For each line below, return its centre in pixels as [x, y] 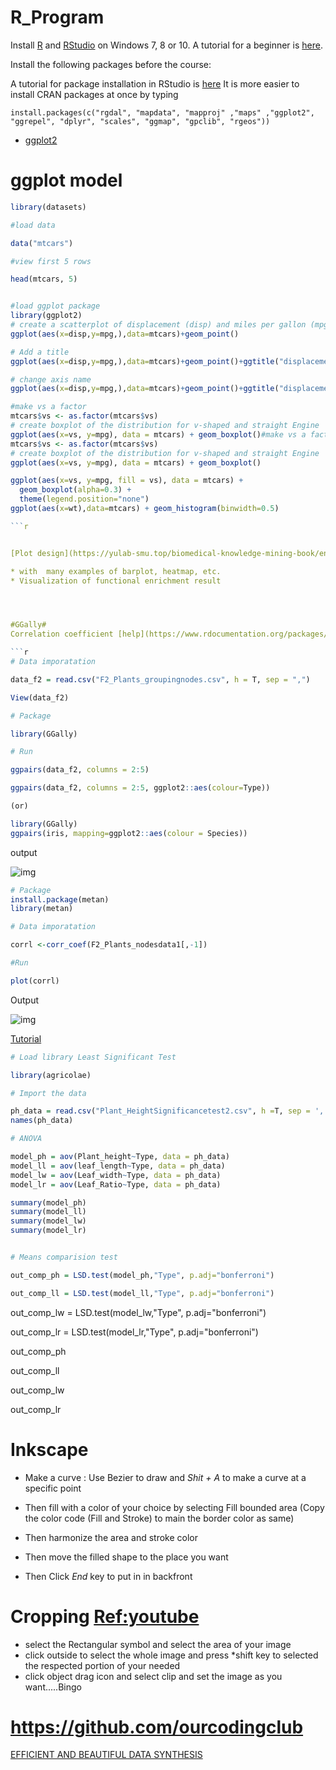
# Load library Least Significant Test [93, 1057]
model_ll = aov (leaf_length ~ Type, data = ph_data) [118, 1166]
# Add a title [40, 352]
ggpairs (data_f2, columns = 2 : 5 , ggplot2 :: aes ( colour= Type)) [140, 788]
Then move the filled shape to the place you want [126, 1557]
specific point [53, 1488]
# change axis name [51, 379]
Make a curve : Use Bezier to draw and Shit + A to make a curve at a [165, 1477]
